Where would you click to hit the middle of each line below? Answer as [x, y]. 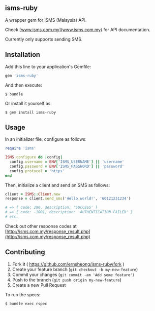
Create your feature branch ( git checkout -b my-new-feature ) [75, 269]
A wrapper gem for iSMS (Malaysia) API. [46, 20]
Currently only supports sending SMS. [44, 39]
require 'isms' [21, 148]
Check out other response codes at [41, 226]
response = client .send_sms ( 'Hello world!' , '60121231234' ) [68, 199]
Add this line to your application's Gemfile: [48, 67]
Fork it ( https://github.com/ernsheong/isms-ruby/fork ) [68, 264]
